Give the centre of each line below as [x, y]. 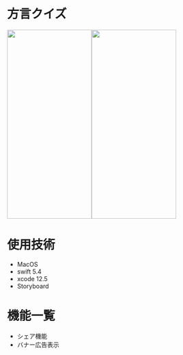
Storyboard [33, 286]
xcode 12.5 [32, 278]
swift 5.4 [29, 272]
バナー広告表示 [38, 344]
